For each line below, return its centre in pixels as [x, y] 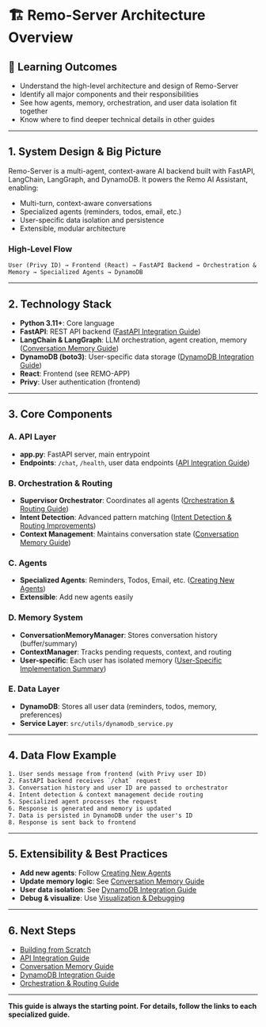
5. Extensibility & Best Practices [88, 854]
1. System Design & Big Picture [85, 152]
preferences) [41, 715]
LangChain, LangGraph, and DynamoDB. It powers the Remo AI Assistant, [128, 179]
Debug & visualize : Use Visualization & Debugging [102, 898]
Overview [41, 38]
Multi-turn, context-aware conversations [86, 203]
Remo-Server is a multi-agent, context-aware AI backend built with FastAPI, [132, 170]
